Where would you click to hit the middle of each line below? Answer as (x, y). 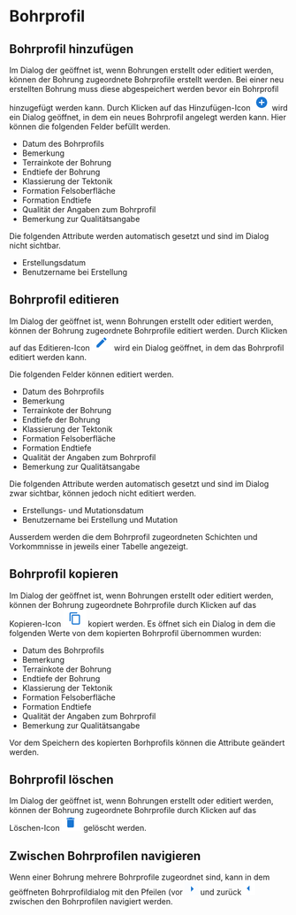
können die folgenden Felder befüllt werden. (90, 127)
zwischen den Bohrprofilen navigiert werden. (91, 902)
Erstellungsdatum (54, 262)
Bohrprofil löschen (61, 780)
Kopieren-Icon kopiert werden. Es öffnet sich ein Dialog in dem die (142, 623)
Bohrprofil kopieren (64, 574)
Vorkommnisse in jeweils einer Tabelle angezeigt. (99, 546)
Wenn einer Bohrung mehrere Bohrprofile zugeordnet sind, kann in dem (140, 877)
